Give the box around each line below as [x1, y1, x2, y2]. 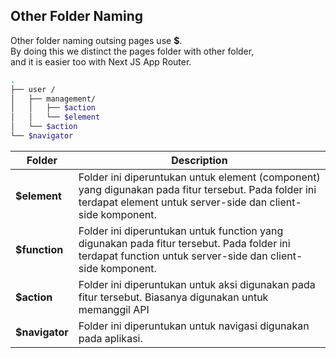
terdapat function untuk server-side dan [78, 249, 268, 263]
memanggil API [78, 302, 150, 316]
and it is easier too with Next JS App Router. [10, 55, 192, 68]
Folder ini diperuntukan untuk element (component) [78, 170, 321, 184]
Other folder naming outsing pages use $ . [10, 34, 183, 46]
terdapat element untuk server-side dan [78, 195, 268, 209]
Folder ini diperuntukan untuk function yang [78, 224, 284, 238]
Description [171, 153, 228, 167]
